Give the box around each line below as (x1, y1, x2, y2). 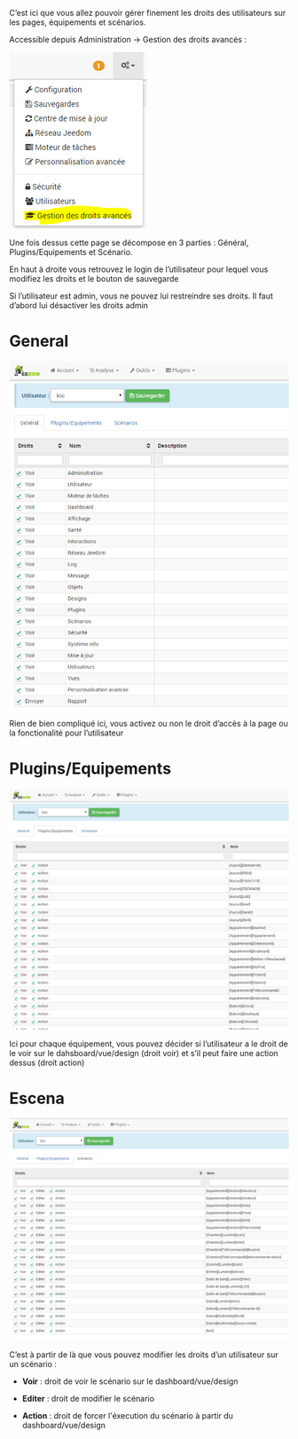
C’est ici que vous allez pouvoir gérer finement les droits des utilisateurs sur (9, 8, 286, 18)
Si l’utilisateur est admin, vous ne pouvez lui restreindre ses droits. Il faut (9, 290, 273, 301)
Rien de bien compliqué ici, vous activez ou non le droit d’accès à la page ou (9, 719, 288, 729)
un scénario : (9, 1359, 58, 1370)
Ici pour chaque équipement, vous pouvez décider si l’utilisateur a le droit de (9, 1038, 288, 1049)
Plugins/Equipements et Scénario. (9, 247, 133, 257)
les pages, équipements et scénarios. (9, 17, 146, 28)
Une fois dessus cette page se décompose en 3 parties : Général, (9, 237, 249, 248)
